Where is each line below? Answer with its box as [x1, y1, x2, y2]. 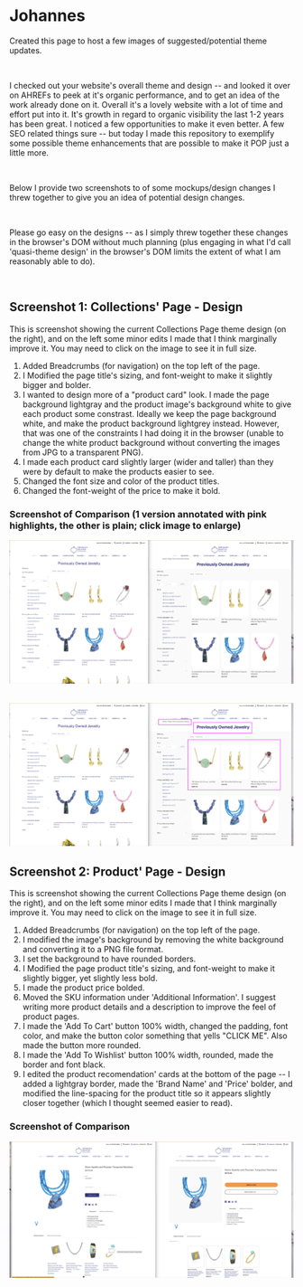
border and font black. [22, 1059, 106, 1070]
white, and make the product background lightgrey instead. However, [22, 418, 280, 429]
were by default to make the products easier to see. [22, 466, 215, 477]
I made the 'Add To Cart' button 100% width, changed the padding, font [22, 1021, 289, 1032]
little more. [9, 147, 50, 158]
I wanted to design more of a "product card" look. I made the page [22, 389, 270, 400]
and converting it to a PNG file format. [22, 944, 164, 955]
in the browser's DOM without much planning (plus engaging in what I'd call [9, 236, 291, 247]
